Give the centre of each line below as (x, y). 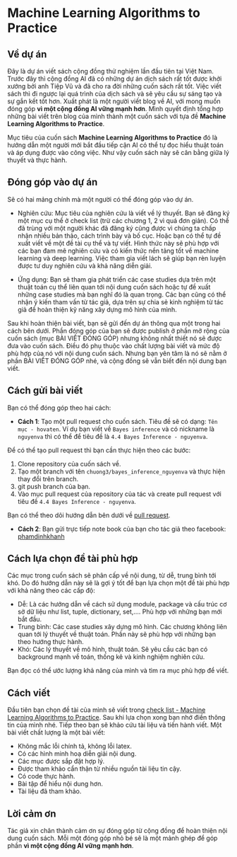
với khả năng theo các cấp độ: (51, 591)
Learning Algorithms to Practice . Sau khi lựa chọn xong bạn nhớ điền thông (116, 718)
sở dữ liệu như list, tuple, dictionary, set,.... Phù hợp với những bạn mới (120, 612)
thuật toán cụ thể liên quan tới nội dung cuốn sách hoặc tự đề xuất (114, 287)
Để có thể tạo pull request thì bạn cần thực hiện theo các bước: (99, 450)
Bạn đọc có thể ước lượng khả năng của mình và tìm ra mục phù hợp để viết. (118, 671)
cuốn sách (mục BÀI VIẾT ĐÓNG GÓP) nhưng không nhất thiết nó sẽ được (115, 338)
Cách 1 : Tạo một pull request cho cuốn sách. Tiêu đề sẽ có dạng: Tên (117, 421)
